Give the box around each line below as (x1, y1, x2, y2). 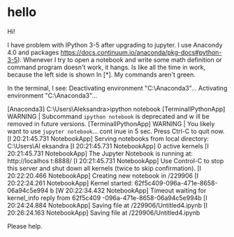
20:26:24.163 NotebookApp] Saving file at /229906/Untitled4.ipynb (7, 208, 200, 217)
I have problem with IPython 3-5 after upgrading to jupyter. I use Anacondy (7, 40, 223, 49)
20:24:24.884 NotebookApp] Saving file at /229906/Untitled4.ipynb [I (7, 201, 208, 209)
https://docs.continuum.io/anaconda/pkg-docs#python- (60, 48, 222, 56)
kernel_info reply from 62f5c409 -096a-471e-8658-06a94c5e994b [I (7, 193, 207, 202)
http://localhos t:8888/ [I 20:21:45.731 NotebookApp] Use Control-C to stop (7, 156, 224, 165)
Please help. (7, 222, 43, 230)
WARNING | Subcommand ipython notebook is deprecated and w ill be (7, 112, 210, 121)
